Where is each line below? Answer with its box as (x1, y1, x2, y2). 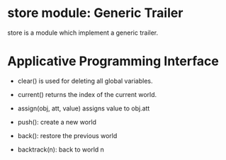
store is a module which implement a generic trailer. (7, 28, 159, 37)
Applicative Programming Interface (7, 53, 220, 69)
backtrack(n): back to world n (17, 145, 105, 154)
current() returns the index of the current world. (17, 90, 157, 98)
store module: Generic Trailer (7, 5, 183, 21)
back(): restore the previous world (17, 131, 118, 139)
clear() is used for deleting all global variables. (17, 76, 153, 85)
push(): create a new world (17, 118, 97, 126)
